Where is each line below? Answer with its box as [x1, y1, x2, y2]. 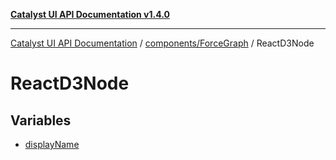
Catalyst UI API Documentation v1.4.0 [10, 9, 170, 20]
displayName [24, 139, 80, 150]
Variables [10, 112, 72, 129]
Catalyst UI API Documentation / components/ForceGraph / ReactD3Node [10, 37, 315, 49]
